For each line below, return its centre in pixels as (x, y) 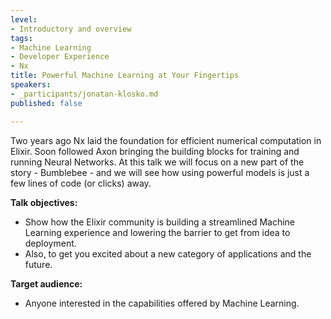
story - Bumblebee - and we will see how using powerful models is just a (160, 172)
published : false (46, 103)
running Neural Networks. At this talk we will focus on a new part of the (157, 162)
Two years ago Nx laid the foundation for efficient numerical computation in (166, 140)
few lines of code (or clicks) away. (81, 183)
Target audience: (46, 283)
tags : (21, 38)
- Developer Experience (60, 57)
